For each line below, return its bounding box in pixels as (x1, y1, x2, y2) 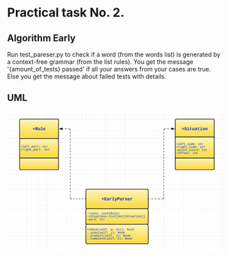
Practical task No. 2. (7, 5, 125, 21)
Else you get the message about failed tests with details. (7, 72, 167, 80)
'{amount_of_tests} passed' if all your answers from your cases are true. (7, 65, 211, 73)
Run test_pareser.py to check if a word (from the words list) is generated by (7, 50, 221, 58)
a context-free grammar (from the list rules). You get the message (7, 58, 194, 66)
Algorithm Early (7, 32, 76, 44)
